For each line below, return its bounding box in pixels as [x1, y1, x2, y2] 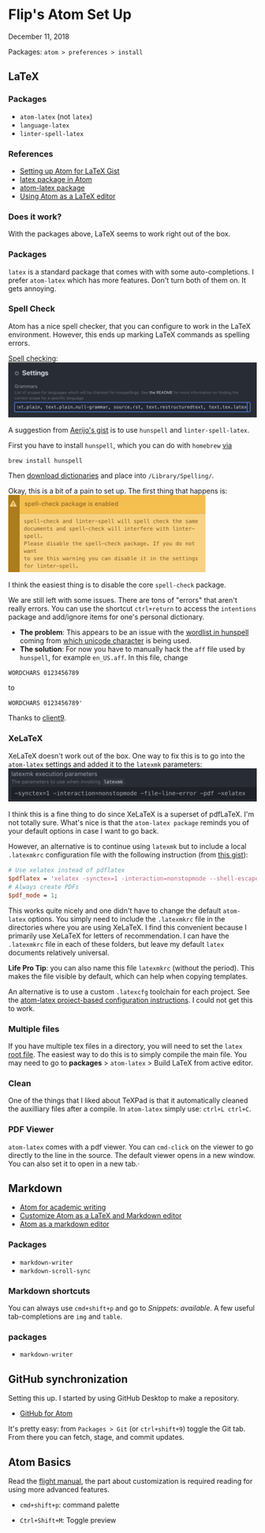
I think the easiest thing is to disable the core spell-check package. [8, 580, 226, 590]
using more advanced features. [8, 1485, 110, 1494]
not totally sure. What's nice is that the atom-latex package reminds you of [8, 818, 250, 827]
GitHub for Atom [19, 1409, 73, 1418]
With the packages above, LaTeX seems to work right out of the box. [8, 229, 231, 239]
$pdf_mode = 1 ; [8, 891, 58, 899]
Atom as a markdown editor [19, 1220, 110, 1229]
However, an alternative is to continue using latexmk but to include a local [8, 842, 247, 851]
